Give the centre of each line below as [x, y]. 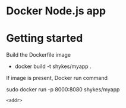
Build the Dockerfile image [39, 55]
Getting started [45, 38]
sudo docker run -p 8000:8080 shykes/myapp [63, 90]
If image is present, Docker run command [57, 78]
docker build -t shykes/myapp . [53, 66]
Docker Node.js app [56, 11]
